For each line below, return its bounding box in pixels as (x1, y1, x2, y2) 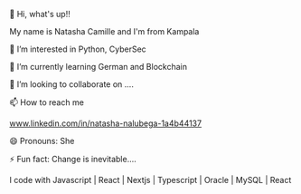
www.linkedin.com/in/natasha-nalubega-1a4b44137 (9, 118, 202, 129)
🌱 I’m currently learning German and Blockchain (9, 62, 188, 72)
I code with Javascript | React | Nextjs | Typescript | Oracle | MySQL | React (9, 175, 292, 185)
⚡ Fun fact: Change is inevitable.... (9, 154, 137, 164)
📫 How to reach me (9, 97, 84, 108)
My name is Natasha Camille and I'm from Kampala (9, 26, 200, 36)
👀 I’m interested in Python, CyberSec (9, 44, 146, 54)
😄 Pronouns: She (9, 136, 75, 146)
